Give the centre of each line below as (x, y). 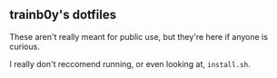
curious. (25, 46)
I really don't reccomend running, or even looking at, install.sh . (130, 63)
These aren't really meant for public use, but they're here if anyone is (138, 36)
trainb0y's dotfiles (63, 15)
